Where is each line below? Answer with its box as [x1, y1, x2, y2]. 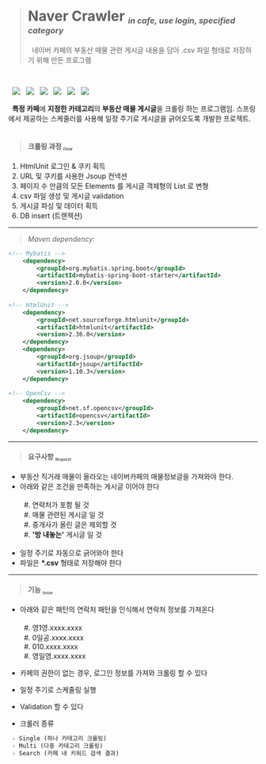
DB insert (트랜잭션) [19, 210, 83, 221]
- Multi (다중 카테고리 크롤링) [11, 742, 104, 750]
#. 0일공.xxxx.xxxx [23, 632, 85, 642]
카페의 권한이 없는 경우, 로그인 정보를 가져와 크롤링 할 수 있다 [19, 668, 208, 678]
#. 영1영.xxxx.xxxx [23, 623, 83, 632]
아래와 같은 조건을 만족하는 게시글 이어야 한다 [19, 482, 160, 491]
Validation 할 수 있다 [19, 701, 84, 711]
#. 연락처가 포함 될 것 [23, 500, 89, 509]
